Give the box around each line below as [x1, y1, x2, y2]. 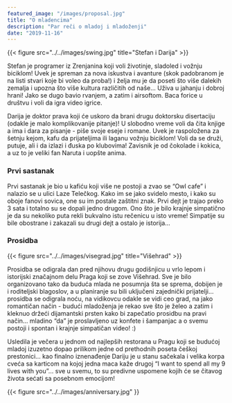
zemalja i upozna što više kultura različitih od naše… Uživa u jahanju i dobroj [7, 84, 225, 92]
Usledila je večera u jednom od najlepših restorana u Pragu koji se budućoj [7, 337, 220, 346]
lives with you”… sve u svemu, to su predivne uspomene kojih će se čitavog [7, 366, 223, 375]
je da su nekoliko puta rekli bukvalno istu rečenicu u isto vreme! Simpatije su [7, 211, 225, 220]
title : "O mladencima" [7, 17, 73, 24]
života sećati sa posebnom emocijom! [7, 374, 116, 382]
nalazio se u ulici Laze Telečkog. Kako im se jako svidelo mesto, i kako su [7, 189, 216, 197]
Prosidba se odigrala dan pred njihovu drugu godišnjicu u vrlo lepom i [7, 265, 206, 274]
